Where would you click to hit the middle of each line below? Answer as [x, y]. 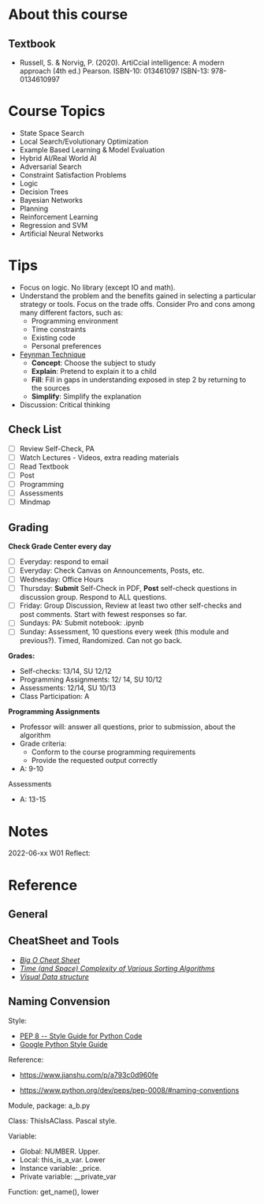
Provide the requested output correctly [94, 761]
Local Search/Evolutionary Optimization [84, 141]
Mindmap [35, 502]
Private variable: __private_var [68, 1176]
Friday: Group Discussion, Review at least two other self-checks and [130, 606]
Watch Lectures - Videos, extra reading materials [99, 457]
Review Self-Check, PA [57, 448]
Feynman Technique [52, 354]
